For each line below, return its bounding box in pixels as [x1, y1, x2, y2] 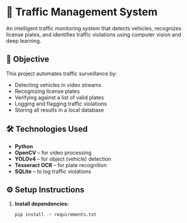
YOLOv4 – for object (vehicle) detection [14, 155, 112, 162]
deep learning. [6, 37, 41, 44]
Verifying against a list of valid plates [14, 94, 104, 101]
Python [14, 142, 34, 149]
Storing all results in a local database [14, 106, 104, 114]
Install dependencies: [14, 200, 69, 208]
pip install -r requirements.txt [14, 212, 97, 218]
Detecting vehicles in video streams [14, 81, 102, 88]
